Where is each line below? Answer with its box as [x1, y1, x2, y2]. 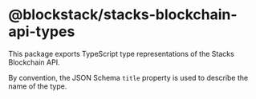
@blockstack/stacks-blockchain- [8, 6, 238, 24]
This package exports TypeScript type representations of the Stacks [8, 49, 234, 58]
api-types [8, 22, 75, 41]
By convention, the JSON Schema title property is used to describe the [8, 73, 249, 82]
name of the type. [8, 81, 67, 91]
